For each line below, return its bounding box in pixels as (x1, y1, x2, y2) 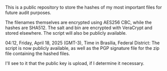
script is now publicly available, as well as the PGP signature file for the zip (5, 45, 159, 51)
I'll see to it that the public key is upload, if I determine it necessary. (5, 60, 144, 66)
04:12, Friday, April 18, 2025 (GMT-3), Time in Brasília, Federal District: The (5, 40, 160, 46)
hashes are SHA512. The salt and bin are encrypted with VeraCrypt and (5, 25, 153, 31)
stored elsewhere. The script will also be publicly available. (5, 30, 127, 36)
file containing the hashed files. (5, 50, 70, 56)
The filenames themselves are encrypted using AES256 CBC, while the (5, 20, 152, 25)
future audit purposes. (5, 10, 52, 16)
